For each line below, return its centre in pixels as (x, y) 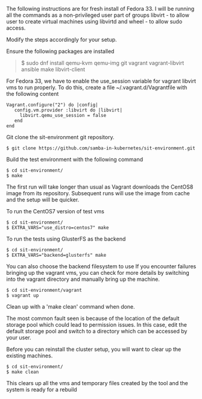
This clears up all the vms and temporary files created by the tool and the (97, 383)
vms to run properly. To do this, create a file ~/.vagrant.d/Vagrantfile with (97, 87)
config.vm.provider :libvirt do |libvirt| (68, 110)
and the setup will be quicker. (43, 199)
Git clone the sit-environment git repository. (60, 137)
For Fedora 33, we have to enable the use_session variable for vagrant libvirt (101, 81)
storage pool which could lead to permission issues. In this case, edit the (96, 325)
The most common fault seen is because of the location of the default (93, 318)
